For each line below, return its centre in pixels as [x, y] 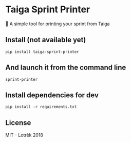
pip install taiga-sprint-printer [42, 52]
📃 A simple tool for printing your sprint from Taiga [58, 24]
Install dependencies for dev [52, 95]
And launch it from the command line [66, 68]
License [18, 123]
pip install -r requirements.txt [41, 107]
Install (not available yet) [46, 40]
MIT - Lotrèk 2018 [24, 135]
